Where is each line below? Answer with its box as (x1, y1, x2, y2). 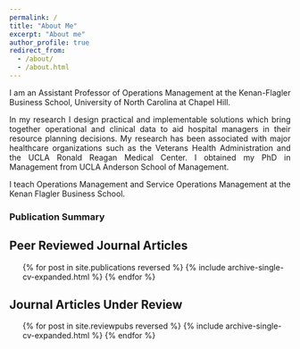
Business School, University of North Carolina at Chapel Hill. (9, 96, 230, 107)
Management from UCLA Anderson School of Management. (9, 162, 229, 172)
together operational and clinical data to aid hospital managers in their (9, 123, 291, 134)
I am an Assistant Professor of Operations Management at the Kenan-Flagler (9, 87, 291, 98)
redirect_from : (9, 46, 66, 55)
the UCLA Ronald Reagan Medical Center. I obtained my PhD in (9, 152, 291, 162)
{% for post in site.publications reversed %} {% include (21, 262, 226, 272)
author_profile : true (9, 37, 90, 47)
